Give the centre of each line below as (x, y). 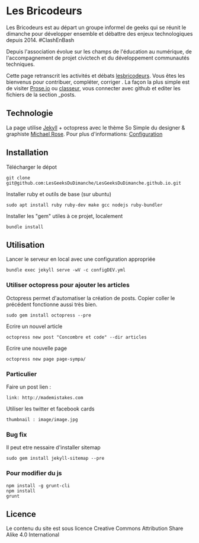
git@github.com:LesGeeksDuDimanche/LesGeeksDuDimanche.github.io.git (94, 183)
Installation (27, 153)
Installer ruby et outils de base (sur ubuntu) (59, 194)
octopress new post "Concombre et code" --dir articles (76, 337)
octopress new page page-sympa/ (46, 359)
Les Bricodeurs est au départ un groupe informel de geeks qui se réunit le (96, 27)
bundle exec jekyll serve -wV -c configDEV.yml (66, 270)
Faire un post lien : (29, 387)
